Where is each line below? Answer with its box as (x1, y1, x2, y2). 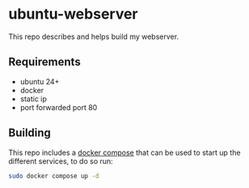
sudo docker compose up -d (8, 172, 99, 180)
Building (8, 126, 51, 140)
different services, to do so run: (8, 156, 113, 166)
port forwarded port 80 (19, 102, 98, 112)
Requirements (8, 55, 81, 69)
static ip (19, 94, 47, 104)
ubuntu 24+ (19, 76, 60, 86)
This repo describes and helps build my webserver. (8, 32, 179, 41)
